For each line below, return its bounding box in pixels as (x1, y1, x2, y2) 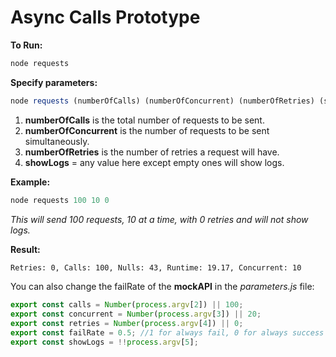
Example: (10, 176, 51, 188)
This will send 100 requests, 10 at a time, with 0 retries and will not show (10, 213, 309, 225)
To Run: (10, 39, 43, 51)
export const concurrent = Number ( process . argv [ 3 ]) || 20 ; (10, 309, 262, 320)
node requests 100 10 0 (10, 195, 110, 205)
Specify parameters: (10, 76, 98, 88)
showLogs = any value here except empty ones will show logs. (24, 156, 285, 168)
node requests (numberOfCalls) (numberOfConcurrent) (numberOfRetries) (10, 96, 315, 106)
